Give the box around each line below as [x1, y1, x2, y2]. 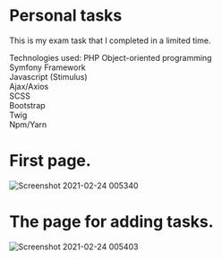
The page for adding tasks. [9, 212, 214, 232]
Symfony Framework [9, 62, 87, 73]
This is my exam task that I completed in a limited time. [9, 35, 211, 46]
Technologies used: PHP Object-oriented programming [9, 52, 212, 63]
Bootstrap [9, 100, 47, 110]
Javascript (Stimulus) [9, 71, 88, 82]
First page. [9, 151, 91, 171]
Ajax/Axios [9, 81, 49, 91]
